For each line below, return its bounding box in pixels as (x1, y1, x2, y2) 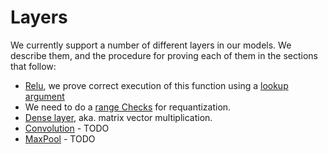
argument (24, 90, 65, 102)
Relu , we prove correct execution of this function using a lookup (24, 79, 289, 91)
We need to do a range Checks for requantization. (24, 101, 232, 113)
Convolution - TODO (24, 122, 110, 134)
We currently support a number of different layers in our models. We (10, 39, 292, 51)
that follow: (10, 60, 57, 72)
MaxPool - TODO (24, 132, 96, 145)
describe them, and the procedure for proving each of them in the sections (10, 49, 319, 61)
